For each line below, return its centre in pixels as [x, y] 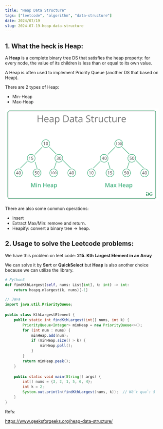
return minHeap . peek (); [46, 361]
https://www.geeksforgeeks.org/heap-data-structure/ [59, 421]
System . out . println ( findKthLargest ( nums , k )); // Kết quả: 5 [89, 392]
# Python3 [15, 280]
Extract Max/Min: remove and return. [49, 223]
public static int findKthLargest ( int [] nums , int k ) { [72, 320]
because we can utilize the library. [39, 270]
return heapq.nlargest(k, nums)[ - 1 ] [51, 290]
